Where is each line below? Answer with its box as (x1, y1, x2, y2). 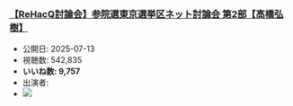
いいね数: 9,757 (22, 66, 81, 77)
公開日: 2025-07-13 (22, 43, 95, 55)
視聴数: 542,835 (22, 55, 83, 66)
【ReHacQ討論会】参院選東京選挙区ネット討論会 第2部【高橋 (9, 7, 275, 20)
